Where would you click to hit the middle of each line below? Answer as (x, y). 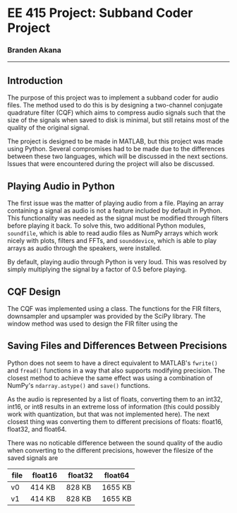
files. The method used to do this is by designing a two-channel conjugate (115, 105)
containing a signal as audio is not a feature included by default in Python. (115, 211)
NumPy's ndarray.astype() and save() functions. (79, 385)
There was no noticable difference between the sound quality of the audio (115, 442)
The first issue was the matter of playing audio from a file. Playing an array (116, 204)
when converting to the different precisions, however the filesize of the (110, 450)
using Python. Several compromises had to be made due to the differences (116, 149)
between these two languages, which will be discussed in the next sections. (117, 156)
